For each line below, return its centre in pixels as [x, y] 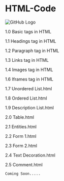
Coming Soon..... [23, 174]
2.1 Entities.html [21, 127]
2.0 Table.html [20, 117]
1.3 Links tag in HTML [27, 60]
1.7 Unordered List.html [29, 88]
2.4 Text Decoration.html [30, 155]
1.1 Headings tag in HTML [31, 41]
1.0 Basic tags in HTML [28, 31]
